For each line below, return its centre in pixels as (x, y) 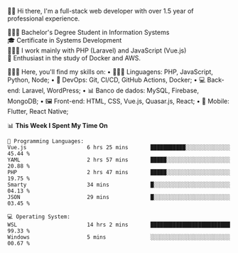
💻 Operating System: (39, 217)
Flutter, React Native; (38, 111)
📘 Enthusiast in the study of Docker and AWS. (74, 58)
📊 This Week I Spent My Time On (58, 125)
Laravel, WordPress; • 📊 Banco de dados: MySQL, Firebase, (110, 90)
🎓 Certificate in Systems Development (65, 40)
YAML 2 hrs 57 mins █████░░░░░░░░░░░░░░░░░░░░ (119, 160)
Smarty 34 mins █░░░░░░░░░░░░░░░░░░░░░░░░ (119, 185)
